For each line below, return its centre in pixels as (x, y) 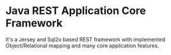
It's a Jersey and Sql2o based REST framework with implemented (85, 39)
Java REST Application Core (76, 11)
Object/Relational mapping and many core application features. (82, 46)
